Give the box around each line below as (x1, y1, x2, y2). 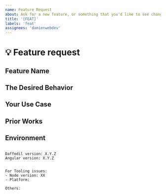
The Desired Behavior (5, 83, 73, 92)
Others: (5, 186, 21, 191)
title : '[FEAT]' (5, 16, 39, 21)
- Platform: (5, 177, 30, 182)
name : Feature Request (5, 7, 52, 12)
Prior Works (5, 117, 43, 125)
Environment (5, 134, 46, 142)
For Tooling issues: (5, 168, 48, 173)
